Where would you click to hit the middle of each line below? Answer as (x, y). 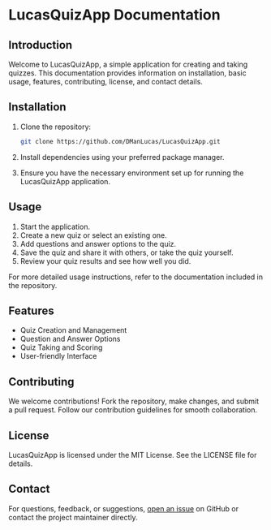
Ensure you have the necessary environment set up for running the (132, 173)
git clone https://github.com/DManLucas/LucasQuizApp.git (120, 141)
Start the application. (55, 226)
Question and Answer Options (70, 339)
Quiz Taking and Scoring (61, 347)
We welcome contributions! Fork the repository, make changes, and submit (134, 401)
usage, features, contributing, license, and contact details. (105, 82)
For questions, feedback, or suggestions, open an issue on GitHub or (124, 508)
